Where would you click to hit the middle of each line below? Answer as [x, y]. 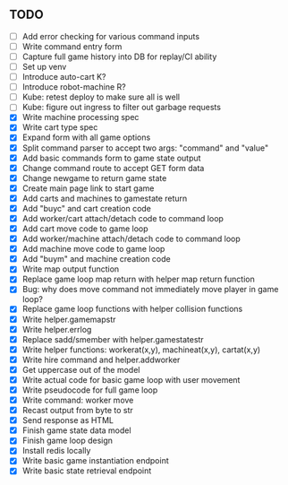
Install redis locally [56, 451]
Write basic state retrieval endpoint [87, 471]
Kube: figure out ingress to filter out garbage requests [122, 108]
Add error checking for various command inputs [110, 36]
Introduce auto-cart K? [64, 77]
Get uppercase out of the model [81, 369]
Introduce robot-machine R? [74, 87]
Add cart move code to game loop [85, 229]
